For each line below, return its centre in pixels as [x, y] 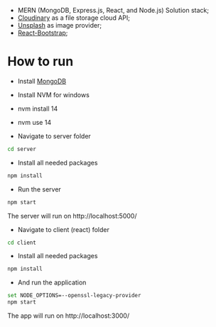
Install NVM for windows [54, 94]
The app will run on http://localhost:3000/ [69, 316]
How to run [40, 61]
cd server [22, 149]
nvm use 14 [34, 122]
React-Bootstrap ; [43, 33]
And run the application [52, 282]
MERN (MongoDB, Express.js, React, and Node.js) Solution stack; [113, 10]
